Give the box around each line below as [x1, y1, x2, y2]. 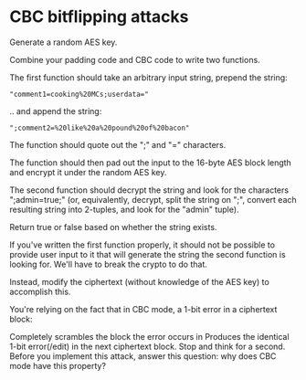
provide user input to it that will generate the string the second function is [9, 248, 286, 259]
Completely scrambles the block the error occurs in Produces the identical [9, 331, 290, 342]
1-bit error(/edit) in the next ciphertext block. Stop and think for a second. [9, 341, 286, 352]
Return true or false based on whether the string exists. [9, 221, 217, 232]
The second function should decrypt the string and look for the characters [9, 185, 290, 195]
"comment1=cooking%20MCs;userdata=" [9, 90, 149, 99]
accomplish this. [9, 286, 71, 297]
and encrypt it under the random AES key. [9, 166, 167, 177]
